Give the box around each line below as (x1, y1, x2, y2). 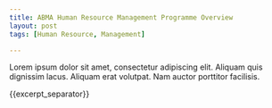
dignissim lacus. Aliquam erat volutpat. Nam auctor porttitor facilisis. (9, 71, 260, 82)
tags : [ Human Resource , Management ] (9, 29, 145, 38)
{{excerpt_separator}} (9, 88, 90, 99)
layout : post (9, 21, 58, 30)
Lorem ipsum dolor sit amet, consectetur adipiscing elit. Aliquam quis (9, 62, 263, 72)
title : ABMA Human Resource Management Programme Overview (9, 12, 234, 22)
